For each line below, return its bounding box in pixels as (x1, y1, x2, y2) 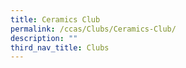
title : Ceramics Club (10, 14, 101, 25)
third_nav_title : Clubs (10, 42, 110, 53)
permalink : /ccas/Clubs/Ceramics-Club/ (10, 24, 177, 34)
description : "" (10, 33, 78, 43)
